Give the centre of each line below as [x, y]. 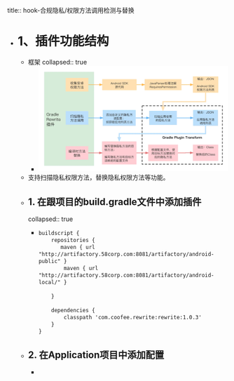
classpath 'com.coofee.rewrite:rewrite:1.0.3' [132, 318]
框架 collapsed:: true [57, 62]
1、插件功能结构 [63, 41]
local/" [49, 283]
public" [49, 262]
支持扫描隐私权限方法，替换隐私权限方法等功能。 [98, 178]
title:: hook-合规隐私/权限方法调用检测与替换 [71, 10]
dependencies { [74, 311]
